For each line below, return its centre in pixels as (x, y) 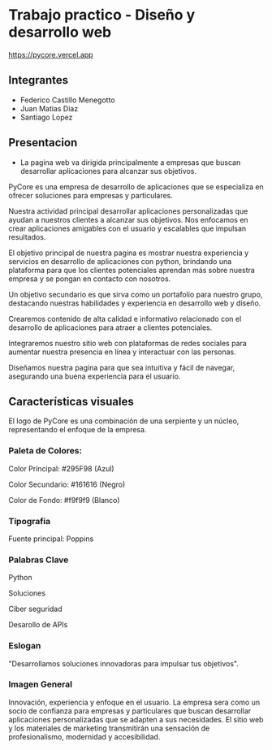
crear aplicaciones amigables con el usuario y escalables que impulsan (127, 228)
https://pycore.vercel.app (51, 54)
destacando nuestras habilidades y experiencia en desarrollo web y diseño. (135, 303)
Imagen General (41, 684)
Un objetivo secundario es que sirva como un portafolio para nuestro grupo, (136, 294)
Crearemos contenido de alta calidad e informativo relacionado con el (125, 319)
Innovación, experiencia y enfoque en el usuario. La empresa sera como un (134, 702)
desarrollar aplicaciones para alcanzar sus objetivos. (108, 171)
